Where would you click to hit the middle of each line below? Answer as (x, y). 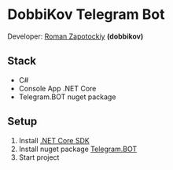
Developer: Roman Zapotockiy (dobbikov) (75, 36)
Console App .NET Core (57, 88)
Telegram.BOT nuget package (67, 97)
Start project (39, 157)
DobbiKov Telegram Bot (86, 15)
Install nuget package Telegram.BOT (78, 149)
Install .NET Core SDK (54, 140)
